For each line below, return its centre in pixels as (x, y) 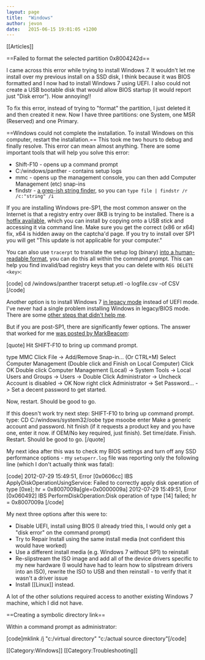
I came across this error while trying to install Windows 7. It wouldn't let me (101, 70)
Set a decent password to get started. (59, 390)
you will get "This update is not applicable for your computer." (84, 240)
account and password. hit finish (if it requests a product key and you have (101, 427)
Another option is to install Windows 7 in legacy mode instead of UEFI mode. (103, 302)
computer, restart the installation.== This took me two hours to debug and (99, 140)
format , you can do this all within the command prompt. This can (111, 259)
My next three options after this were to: (57, 514)
